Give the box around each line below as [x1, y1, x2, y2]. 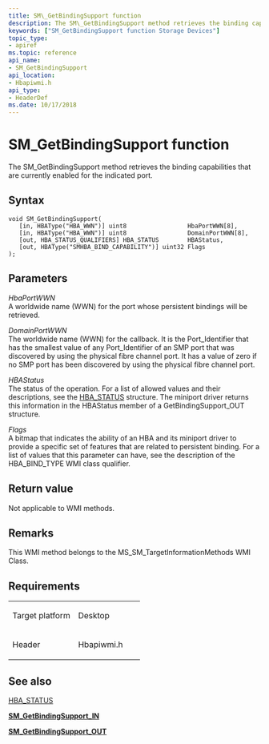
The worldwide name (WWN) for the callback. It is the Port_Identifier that [8, 334, 249, 344]
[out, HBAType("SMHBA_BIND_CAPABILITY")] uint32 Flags [18, 243, 206, 251]
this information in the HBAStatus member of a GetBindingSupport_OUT [8, 400, 245, 410]
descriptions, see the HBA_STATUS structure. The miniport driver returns [8, 392, 250, 401]
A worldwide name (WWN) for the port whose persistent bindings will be [8, 301, 248, 311]
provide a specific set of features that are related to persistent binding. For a [8, 441, 260, 451]
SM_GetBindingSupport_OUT [8, 726, 107, 736]
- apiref [8, 42, 38, 50]
